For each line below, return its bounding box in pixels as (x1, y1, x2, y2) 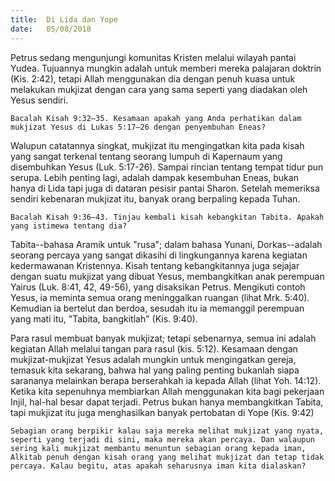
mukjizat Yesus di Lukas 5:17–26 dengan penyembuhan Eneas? (10, 122, 267, 132)
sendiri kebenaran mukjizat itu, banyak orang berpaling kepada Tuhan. (10, 192, 301, 205)
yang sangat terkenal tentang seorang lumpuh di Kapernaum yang (10, 150, 283, 162)
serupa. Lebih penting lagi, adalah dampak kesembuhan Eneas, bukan (10, 171, 299, 183)
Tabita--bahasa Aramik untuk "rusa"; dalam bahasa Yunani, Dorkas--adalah (10, 238, 323, 250)
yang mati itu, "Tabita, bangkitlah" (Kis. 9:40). (10, 312, 198, 325)
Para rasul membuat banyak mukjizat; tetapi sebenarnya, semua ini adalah (10, 332, 317, 344)
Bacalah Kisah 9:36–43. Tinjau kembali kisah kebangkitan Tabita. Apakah (10, 212, 325, 222)
